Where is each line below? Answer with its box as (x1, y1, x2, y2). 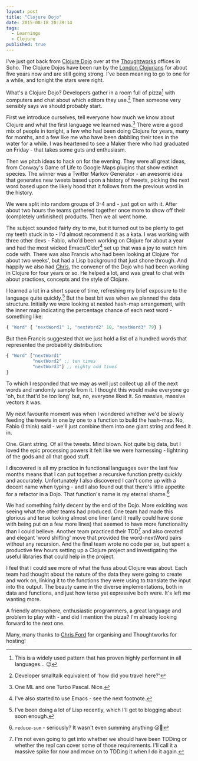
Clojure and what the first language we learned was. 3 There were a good (6, 120, 183, 128)
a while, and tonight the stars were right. (6, 76, 104, 83)
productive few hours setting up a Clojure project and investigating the (6, 546, 177, 553)
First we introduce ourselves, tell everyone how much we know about (6, 114, 175, 121)
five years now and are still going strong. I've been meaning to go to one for (6, 70, 190, 77)
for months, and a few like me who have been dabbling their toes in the (6, 133, 179, 140)
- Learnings (11, 31, 41, 37)
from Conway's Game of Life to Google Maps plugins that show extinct (6, 163, 178, 171)
